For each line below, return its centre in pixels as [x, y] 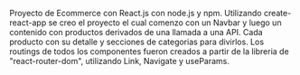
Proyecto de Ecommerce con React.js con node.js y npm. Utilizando [136, 13]
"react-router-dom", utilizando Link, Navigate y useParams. [120, 61]
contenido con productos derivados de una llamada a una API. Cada [136, 32]
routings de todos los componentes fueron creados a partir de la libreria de [149, 52]
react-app [28, 23]
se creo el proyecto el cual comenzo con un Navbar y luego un [165, 23]
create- [277, 13]
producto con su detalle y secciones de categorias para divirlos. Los [137, 42]
